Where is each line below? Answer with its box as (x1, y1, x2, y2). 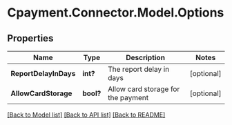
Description (125, 53, 166, 62)
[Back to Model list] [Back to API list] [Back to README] (7, 110, 166, 119)
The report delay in (108, 64, 170, 74)
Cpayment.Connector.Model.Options (7, 5, 224, 21)
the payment (108, 93, 149, 102)
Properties (7, 32, 54, 44)
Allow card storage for (108, 84, 180, 94)
